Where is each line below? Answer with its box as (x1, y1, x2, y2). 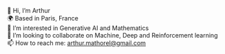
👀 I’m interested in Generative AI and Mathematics (7, 24, 149, 32)
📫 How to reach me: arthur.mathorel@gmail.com (7, 39, 147, 47)
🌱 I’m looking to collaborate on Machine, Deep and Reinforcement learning (7, 31, 218, 39)
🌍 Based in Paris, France (7, 14, 79, 22)
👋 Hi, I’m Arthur (7, 7, 50, 14)
